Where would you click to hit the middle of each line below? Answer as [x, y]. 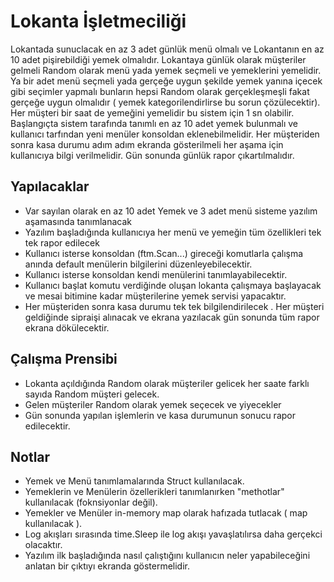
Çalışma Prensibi [64, 359]
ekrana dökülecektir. [67, 327]
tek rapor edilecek [62, 242]
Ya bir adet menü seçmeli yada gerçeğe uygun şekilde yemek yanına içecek [166, 81]
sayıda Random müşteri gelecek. [92, 394]
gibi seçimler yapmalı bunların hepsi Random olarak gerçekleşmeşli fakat [160, 91]
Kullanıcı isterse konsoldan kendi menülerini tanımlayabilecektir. [156, 274]
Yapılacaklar [50, 186]
